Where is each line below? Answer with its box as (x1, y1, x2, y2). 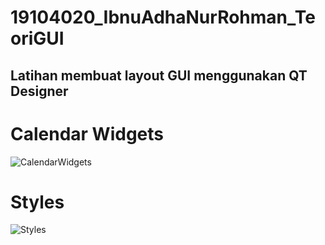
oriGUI (10, 27, 65, 50)
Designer (10, 82, 69, 100)
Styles (10, 191, 65, 213)
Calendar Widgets (10, 122, 164, 145)
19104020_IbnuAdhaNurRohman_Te (10, 6, 316, 29)
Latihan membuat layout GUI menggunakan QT (10, 67, 308, 84)
